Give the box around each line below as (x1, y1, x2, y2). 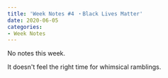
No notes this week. (7, 49, 66, 58)
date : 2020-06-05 (7, 17, 59, 24)
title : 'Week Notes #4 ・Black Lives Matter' (7, 10, 143, 18)
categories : (7, 23, 43, 30)
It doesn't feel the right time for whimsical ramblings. (7, 63, 162, 71)
